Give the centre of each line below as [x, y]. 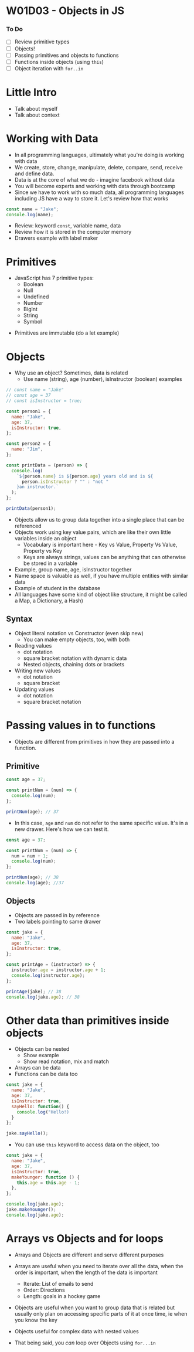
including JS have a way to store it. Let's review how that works [91, 198]
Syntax [19, 619]
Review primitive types [42, 42]
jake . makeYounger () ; [31, 1210]
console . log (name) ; [30, 214]
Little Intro [32, 92]
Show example [41, 1055]
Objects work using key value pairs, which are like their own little [93, 532]
